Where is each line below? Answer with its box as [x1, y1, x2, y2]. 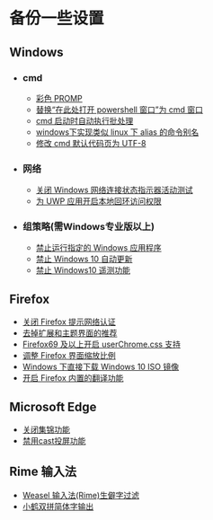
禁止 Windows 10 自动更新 [35, 253, 133, 265]
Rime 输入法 [9, 464, 77, 480]
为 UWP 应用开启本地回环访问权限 [35, 196, 162, 207]
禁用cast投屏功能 [22, 436, 86, 446]
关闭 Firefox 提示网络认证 [22, 316, 117, 328]
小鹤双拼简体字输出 [22, 500, 94, 512]
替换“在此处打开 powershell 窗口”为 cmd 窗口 [35, 104, 204, 115]
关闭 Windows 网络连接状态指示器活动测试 [35, 185, 193, 196]
